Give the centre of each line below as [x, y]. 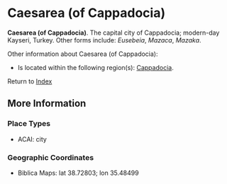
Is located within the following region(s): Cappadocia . [95, 67]
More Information [47, 104]
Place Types [29, 124]
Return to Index [30, 81]
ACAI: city [32, 139]
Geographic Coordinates [51, 157]
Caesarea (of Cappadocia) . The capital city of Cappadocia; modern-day [113, 33]
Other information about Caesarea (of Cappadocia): [83, 54]
